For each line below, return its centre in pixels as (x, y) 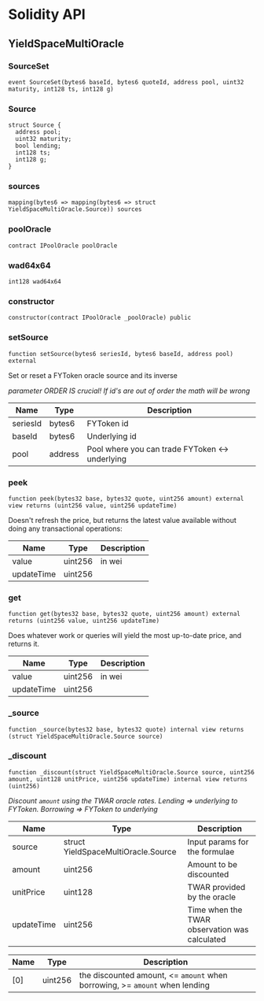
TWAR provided (216, 887)
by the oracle (212, 897)
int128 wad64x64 (35, 282)
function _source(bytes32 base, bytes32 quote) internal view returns (126, 729)
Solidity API (47, 15)
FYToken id (108, 423)
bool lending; (38, 146)
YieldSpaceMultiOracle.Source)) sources (75, 209)
